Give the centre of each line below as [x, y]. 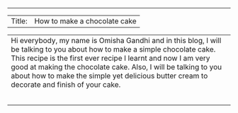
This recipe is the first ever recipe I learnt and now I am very [110, 58]
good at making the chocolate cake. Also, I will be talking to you [116, 67]
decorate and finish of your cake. [66, 84]
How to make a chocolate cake [85, 21]
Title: [19, 21]
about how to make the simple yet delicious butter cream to [109, 76]
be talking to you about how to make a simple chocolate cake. [113, 49]
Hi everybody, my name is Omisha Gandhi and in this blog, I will [116, 41]
